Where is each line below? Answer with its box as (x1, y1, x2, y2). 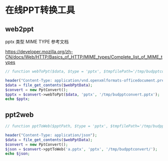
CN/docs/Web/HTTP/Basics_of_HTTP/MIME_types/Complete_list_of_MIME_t (5, 54, 162, 60)
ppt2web (5, 110, 34, 119)
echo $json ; (5, 151, 30, 156)
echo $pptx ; (5, 96, 30, 101)
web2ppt (5, 24, 34, 33)
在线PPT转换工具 (5, 4, 75, 16)
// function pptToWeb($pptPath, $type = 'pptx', (5, 123, 108, 129)
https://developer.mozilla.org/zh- (5, 48, 73, 54)
